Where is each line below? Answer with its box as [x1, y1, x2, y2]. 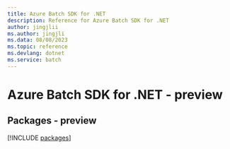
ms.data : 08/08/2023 [7, 37, 69, 44]
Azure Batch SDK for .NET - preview [7, 86, 223, 102]
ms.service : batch [7, 56, 62, 64]
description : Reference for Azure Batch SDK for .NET [7, 17, 170, 24]
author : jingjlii [7, 23, 59, 30]
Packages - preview [7, 114, 97, 127]
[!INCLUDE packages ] [7, 133, 71, 142]
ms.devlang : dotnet [7, 50, 65, 57]
